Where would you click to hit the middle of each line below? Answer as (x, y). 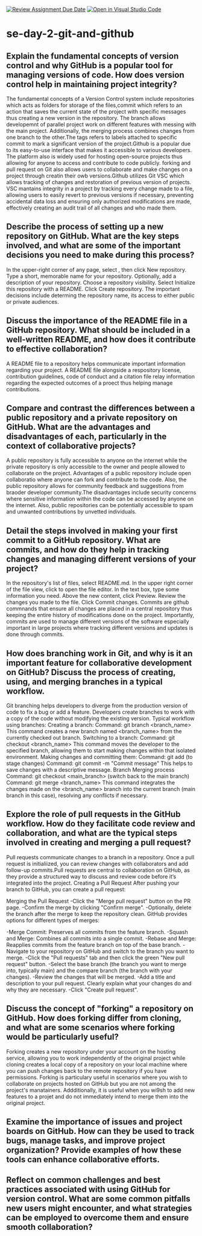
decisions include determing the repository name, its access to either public (100, 295)
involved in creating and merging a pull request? (99, 843)
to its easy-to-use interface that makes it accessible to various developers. (99, 150)
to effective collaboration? (57, 349)
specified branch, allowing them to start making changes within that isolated (101, 751)
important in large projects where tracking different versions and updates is (100, 628)
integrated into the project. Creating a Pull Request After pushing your (93, 883)
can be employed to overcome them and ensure (97, 1218)
